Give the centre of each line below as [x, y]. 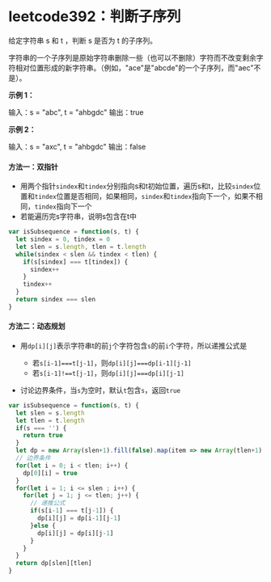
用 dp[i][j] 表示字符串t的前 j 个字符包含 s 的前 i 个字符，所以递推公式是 [133, 345]
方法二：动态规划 [37, 326]
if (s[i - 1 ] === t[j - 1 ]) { [72, 511]
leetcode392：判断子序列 [95, 17]
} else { [43, 525]
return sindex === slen [55, 300]
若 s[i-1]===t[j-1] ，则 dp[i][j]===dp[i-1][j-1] [112, 363]
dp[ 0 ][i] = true [51, 473]
